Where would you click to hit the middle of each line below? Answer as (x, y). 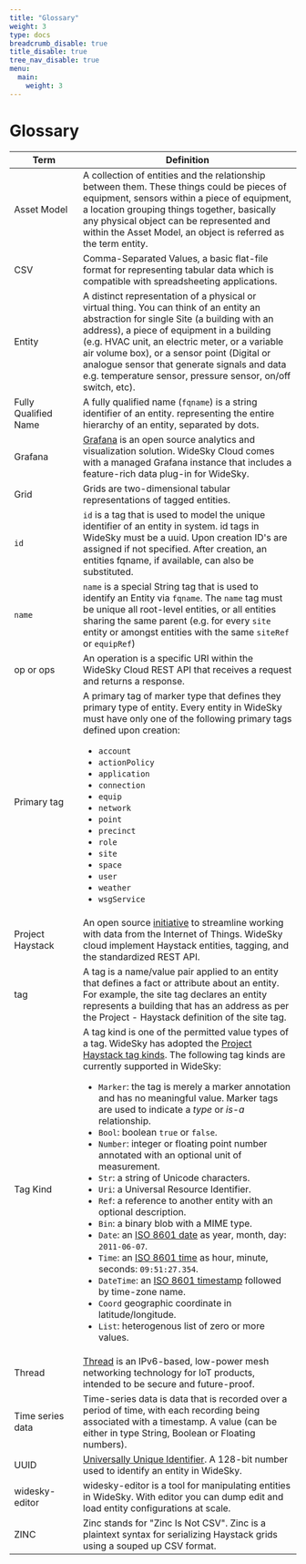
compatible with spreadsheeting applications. (180, 281)
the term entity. (116, 243)
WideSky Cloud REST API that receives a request (188, 669)
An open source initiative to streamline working (184, 922)
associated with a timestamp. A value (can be (180, 1421)
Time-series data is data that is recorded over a (185, 1398)
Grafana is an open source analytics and (169, 439)
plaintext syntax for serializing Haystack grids (180, 1534)
